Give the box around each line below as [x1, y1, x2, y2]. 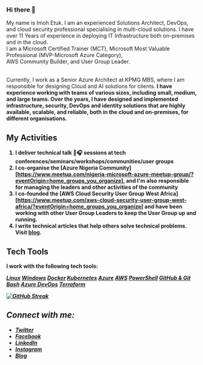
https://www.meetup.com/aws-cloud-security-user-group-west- [17, 197, 187, 204]
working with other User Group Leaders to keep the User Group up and [15, 210, 197, 217]
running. [15, 216, 38, 223]
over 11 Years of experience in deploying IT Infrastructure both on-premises [6, 32, 195, 39]
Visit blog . [15, 229, 42, 236]
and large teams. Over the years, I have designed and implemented [6, 95, 179, 103]
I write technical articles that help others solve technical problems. [15, 222, 187, 230]
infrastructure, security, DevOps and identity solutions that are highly [6, 102, 186, 109]
